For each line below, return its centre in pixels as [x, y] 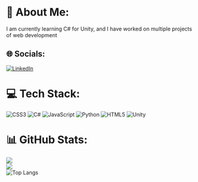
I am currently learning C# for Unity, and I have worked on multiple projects [99, 29]
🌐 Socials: [26, 54]
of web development [32, 35]
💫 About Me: [38, 12]
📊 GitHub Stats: [47, 139]
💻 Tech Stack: [43, 94]
